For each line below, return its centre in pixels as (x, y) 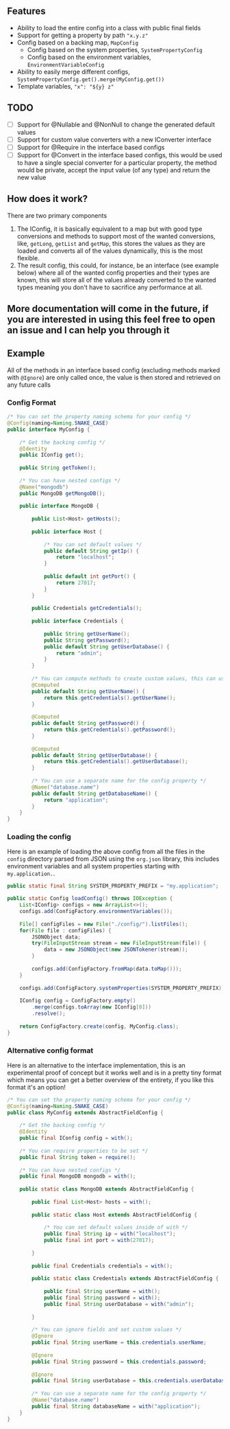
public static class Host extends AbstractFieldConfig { (114, 1215)
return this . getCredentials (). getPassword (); (110, 730)
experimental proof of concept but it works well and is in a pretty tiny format (114, 1072)
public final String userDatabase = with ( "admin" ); (119, 1304)
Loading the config (39, 837)
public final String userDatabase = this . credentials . (112, 1381)
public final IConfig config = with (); (76, 1138)
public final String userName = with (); (102, 1292)
